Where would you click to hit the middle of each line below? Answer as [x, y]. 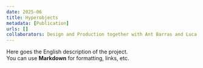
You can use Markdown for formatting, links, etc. [68, 58]
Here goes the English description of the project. [67, 52]
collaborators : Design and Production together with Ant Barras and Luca [102, 35]
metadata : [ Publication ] [38, 23]
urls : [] [17, 29]
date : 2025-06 [24, 12]
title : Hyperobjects [33, 18]
